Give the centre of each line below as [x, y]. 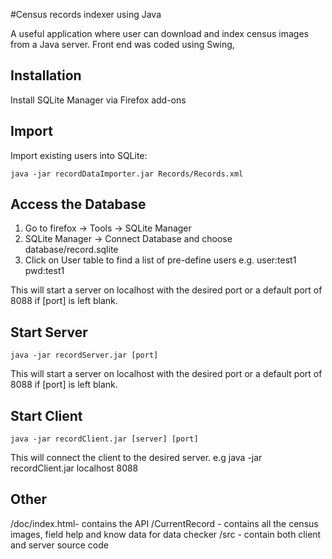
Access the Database [78, 204]
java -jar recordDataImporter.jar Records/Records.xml [127, 174]
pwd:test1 [44, 271]
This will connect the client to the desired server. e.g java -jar [136, 458]
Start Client [46, 415]
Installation [46, 75]
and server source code [59, 545]
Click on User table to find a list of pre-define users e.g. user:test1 [160, 260]
